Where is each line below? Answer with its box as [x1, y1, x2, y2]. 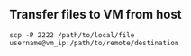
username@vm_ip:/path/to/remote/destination [9, 38, 179, 47]
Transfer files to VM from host [9, 7, 182, 22]
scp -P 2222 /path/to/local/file [9, 30, 135, 39]
